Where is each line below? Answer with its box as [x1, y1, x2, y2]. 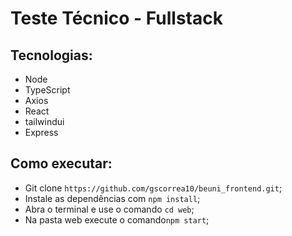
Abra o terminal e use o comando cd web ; [24, 203, 195, 215]
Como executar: [10, 155, 113, 172]
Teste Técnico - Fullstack [10, 7, 223, 30]
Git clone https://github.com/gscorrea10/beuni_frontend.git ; [24, 182, 283, 194]
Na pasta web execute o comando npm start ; [24, 213, 210, 226]
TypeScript [24, 84, 71, 96]
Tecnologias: [10, 47, 93, 64]
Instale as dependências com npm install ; [24, 192, 201, 204]
